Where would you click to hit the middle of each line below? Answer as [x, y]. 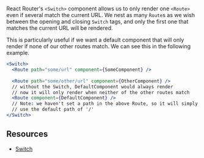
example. [18, 53]
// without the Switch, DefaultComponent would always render [93, 87]
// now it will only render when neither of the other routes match [101, 92]
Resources [27, 134]
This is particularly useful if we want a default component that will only [95, 40]
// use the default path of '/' [53, 110]
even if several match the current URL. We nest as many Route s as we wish [101, 15]
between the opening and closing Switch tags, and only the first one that [97, 22]
